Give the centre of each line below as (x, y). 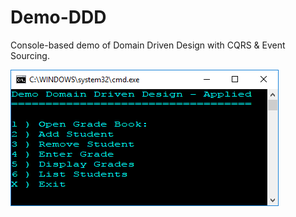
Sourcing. (30, 55)
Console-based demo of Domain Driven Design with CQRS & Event (148, 45)
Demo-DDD (58, 17)
